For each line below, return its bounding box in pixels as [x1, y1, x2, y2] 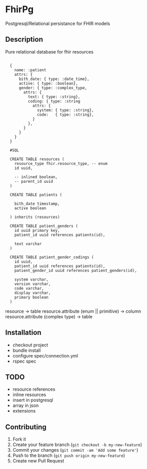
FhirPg [5, 4, 34, 15]
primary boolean [14, 294, 49, 300]
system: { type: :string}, [37, 107, 94, 113]
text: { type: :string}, [27, 94, 81, 99]
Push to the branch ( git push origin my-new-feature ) [12, 452, 125, 459]
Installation [5, 328, 42, 337]
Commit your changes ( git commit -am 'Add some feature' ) [12, 447, 138, 453]
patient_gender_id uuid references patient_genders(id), [14, 268, 137, 273]
